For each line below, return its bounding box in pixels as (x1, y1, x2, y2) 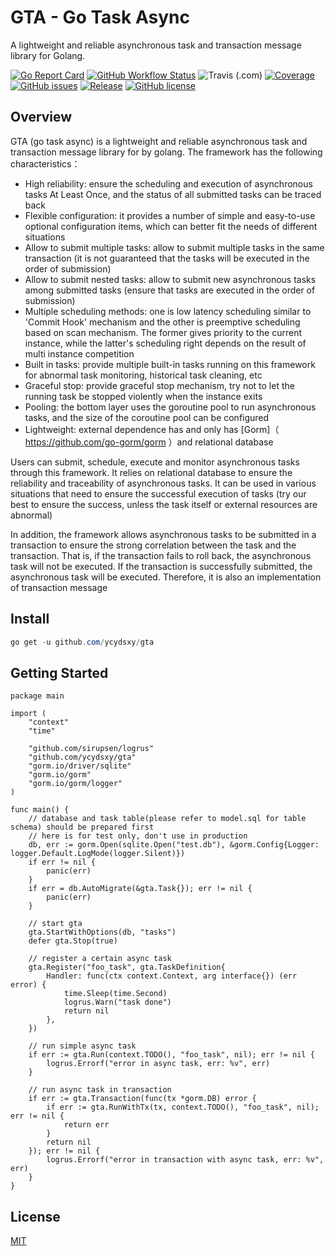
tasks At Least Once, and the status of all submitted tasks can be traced (24, 188, 322, 200)
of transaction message (10, 581, 108, 593)
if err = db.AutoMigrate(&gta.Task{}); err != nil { (28, 884, 253, 894)
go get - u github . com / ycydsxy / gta (10, 637, 155, 647)
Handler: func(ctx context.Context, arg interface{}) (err (46, 971, 298, 981)
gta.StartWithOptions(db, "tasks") (28, 927, 177, 938)
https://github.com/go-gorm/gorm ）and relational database (24, 436, 274, 448)
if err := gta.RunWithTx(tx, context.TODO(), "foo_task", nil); (46, 1102, 320, 1113)
